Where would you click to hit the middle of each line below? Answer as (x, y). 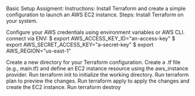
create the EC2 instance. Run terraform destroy (64, 87)
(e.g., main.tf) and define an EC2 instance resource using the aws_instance (97, 68)
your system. (22, 21)
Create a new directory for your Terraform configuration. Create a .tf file (93, 62)
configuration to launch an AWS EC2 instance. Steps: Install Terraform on (95, 15)
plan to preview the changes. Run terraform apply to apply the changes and (98, 81)
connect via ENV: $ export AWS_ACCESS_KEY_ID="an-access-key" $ (91, 38)
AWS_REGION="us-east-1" (39, 51)
